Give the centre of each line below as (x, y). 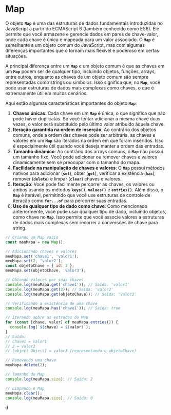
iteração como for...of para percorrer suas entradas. (70, 201)
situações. (16, 56)
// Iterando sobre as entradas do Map (47, 318)
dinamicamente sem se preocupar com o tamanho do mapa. (77, 162)
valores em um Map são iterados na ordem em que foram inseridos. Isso (88, 140)
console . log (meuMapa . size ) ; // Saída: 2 (49, 379)
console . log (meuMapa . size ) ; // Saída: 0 (49, 398)
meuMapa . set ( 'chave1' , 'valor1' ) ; (42, 256)
